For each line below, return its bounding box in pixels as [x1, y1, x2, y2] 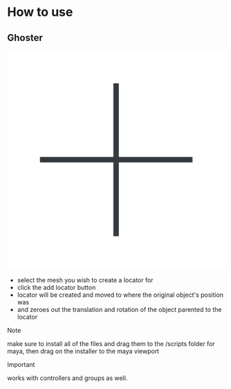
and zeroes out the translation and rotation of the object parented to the [17, 306, 223, 313]
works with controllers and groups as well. [7, 374, 128, 382]
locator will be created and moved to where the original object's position [17, 291, 223, 299]
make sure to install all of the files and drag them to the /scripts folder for [7, 340, 216, 347]
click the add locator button [17, 284, 96, 291]
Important [7, 361, 35, 368]
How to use [7, 4, 73, 20]
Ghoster [7, 32, 44, 44]
